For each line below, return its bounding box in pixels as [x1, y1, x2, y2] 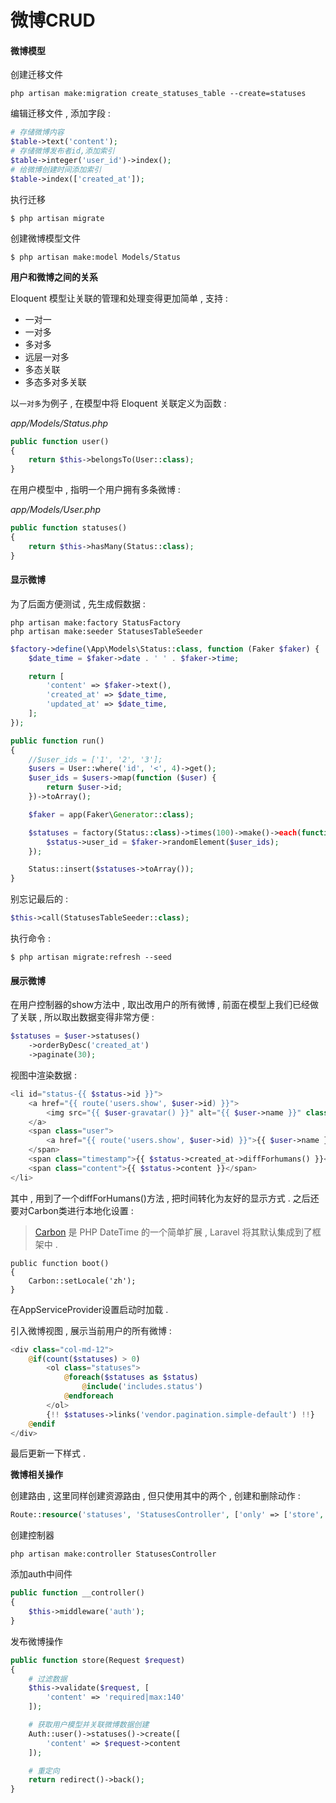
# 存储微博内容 [10, 127, 65, 138]
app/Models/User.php [10, 504, 102, 516]
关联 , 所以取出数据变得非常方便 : [18, 1011, 155, 1023]
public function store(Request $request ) [10, 1655, 186, 1665]
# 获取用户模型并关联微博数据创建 [28, 1720, 150, 1730]
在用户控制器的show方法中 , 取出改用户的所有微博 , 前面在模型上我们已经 [10, 999, 311, 1011]
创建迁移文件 [10, 69, 63, 81]
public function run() [10, 736, 105, 746]
